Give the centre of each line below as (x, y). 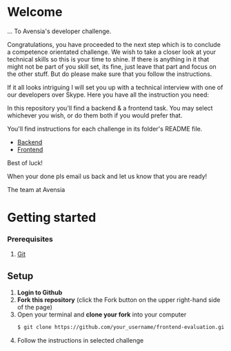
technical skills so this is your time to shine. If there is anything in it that (108, 59)
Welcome (35, 12)
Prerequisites (30, 239)
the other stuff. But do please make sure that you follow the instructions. (110, 74)
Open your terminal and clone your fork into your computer (102, 314)
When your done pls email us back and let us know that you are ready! (107, 176)
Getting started (52, 218)
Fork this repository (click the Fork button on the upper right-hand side (119, 300)
